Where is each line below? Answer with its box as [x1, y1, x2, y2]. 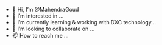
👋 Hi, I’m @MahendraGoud [12, 6, 79, 13]
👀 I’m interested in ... [12, 12, 64, 19]
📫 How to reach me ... [12, 32, 69, 39]
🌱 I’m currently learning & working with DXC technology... [12, 19, 157, 26]
